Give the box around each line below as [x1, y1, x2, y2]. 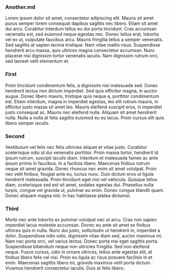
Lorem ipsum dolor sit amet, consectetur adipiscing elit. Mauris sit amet [5, 15, 154, 21]
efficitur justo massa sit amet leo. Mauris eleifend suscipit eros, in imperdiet [5, 104, 162, 110]
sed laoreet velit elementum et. [5, 58, 70, 64]
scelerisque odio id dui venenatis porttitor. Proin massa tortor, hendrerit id [5, 149, 158, 155]
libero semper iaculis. [5, 120, 50, 126]
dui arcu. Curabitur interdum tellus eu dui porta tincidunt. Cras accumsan [5, 26, 157, 32]
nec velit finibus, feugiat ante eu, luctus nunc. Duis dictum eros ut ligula [5, 171, 154, 177]
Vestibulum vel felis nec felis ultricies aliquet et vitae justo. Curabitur [5, 144, 147, 150]
